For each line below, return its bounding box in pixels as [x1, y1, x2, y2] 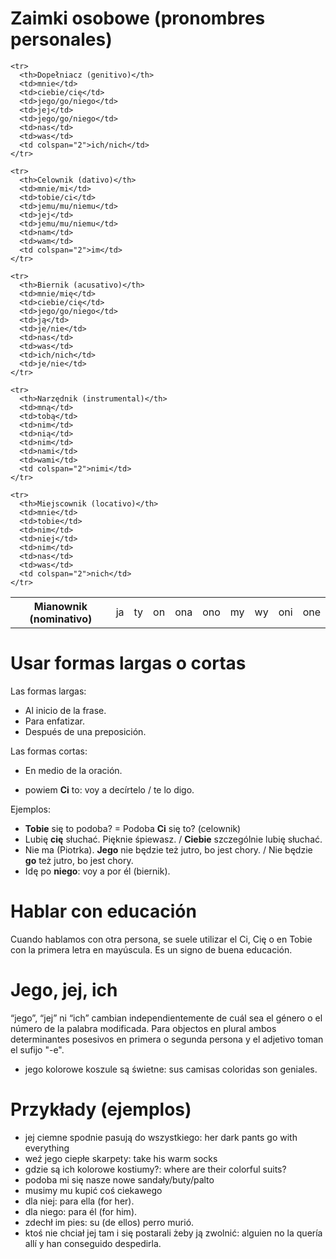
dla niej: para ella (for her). [24, 1195, 135, 1207]
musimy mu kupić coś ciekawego [24, 1184, 163, 1196]
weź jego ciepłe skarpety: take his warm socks [24, 1152, 218, 1164]
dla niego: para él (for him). [24, 1205, 138, 1217]
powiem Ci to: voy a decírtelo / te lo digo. [24, 783, 195, 796]
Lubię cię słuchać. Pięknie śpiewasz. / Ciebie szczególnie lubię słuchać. [24, 833, 323, 845]
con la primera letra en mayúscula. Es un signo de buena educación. [10, 943, 293, 956]
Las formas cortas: [10, 745, 88, 757]
